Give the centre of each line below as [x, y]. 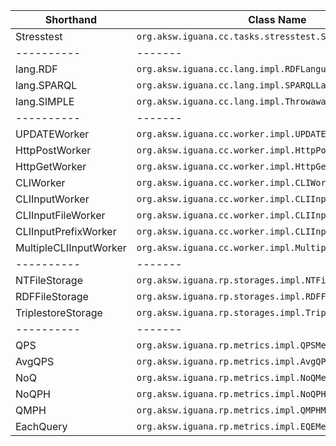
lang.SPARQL [46, 85]
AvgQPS [35, 361]
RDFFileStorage [52, 296]
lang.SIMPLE [45, 101]
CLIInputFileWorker [60, 215]
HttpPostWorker [53, 150]
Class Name [277, 19]
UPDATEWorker [52, 134]
